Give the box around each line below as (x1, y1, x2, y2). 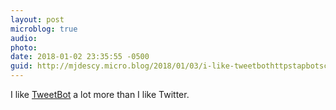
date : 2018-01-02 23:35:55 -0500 (10, 52, 150, 62)
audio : (10, 33, 38, 43)
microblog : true (10, 24, 78, 34)
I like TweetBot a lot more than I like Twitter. (10, 89, 190, 100)
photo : (10, 42, 38, 53)
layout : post (10, 14, 65, 25)
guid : (10, 61, 33, 71)
